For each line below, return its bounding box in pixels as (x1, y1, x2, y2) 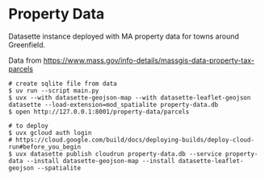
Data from (8, 55, 42, 65)
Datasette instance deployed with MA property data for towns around (8, 31, 240, 41)
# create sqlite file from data (8, 80, 117, 88)
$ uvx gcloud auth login (8, 129, 92, 137)
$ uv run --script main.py (8, 86, 99, 95)
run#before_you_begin (8, 142, 82, 151)
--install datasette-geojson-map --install (26, 157, 175, 165)
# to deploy (8, 121, 48, 129)
